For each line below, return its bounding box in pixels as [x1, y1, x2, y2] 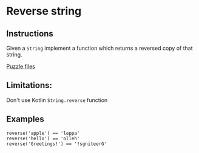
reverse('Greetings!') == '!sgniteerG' [6, 141, 107, 147]
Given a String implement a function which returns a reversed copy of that [6, 44, 193, 52]
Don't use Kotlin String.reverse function [6, 96, 108, 104]
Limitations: [6, 80, 53, 90]
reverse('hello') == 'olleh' [6, 135, 80, 141]
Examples [6, 114, 44, 124]
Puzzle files [6, 63, 35, 70]
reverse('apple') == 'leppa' [6, 130, 80, 136]
